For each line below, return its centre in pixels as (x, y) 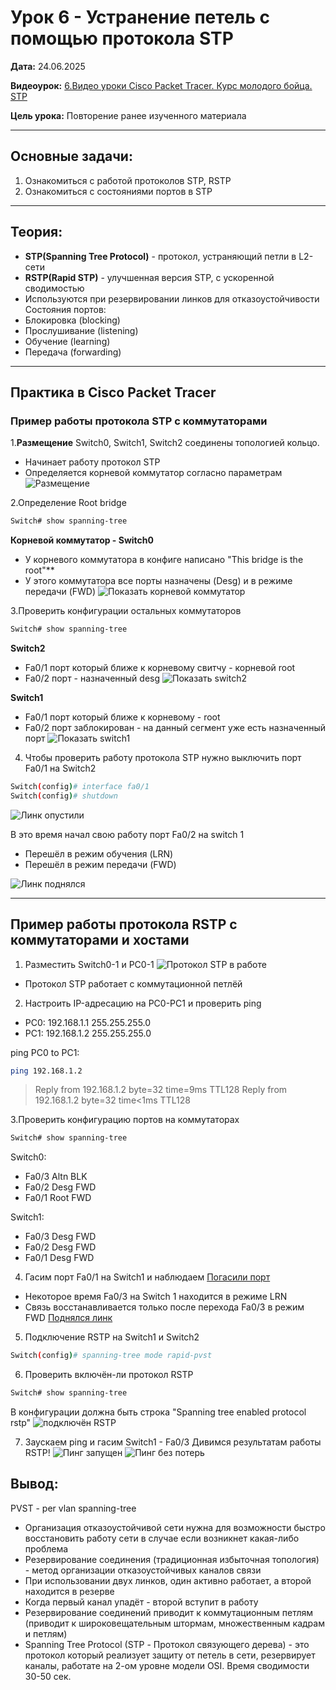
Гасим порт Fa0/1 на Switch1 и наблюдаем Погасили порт (147, 1277)
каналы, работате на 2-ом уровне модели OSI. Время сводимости (167, 1665)
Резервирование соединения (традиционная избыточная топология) (172, 1559)
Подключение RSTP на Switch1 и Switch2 (112, 1337)
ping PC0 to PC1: (45, 1052)
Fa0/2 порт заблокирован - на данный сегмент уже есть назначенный (175, 727)
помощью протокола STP (122, 38)
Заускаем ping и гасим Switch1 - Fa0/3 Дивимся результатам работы (173, 1442)
